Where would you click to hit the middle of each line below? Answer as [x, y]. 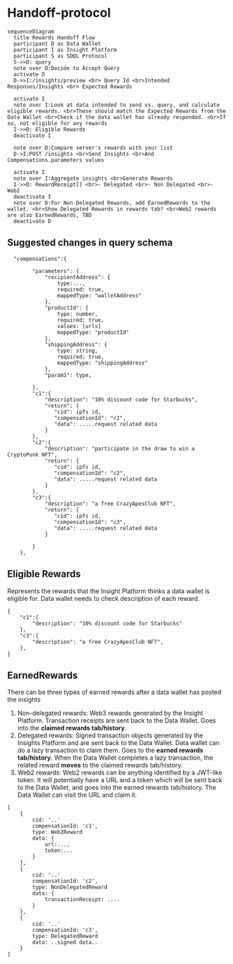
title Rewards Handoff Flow [54, 37]
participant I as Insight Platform [65, 50]
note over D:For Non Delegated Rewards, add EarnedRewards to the [112, 203]
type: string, [77, 350]
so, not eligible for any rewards [58, 123]
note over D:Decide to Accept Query [67, 68]
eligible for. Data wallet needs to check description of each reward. [104, 598]
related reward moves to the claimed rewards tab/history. [100, 765]
